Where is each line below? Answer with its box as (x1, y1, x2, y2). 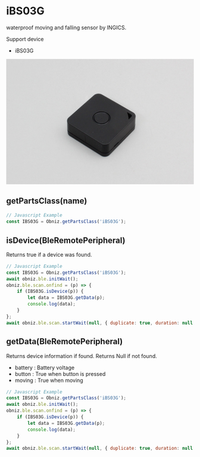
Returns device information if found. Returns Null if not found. (6, 352, 157, 359)
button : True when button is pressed (14, 370, 106, 377)
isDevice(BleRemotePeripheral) (6, 235, 126, 245)
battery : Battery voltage (14, 364, 75, 371)
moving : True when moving (14, 376, 83, 384)
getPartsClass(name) (6, 196, 87, 206)
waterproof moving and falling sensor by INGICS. (6, 24, 127, 31)
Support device (6, 35, 44, 42)
